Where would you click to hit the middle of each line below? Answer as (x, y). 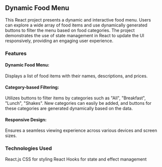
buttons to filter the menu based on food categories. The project (70, 30)
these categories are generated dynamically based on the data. (69, 108)
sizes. (11, 136)
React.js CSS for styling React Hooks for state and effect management (76, 159)
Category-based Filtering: (32, 87)
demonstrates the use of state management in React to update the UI (75, 35)
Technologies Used (29, 148)
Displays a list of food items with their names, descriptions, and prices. (76, 76)
